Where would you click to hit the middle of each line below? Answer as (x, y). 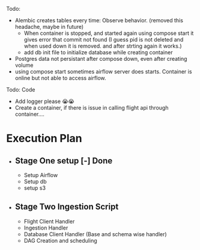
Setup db (35, 181)
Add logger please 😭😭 (45, 101)
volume (24, 65)
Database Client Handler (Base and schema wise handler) (95, 234)
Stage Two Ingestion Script (67, 207)
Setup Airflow (41, 175)
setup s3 (35, 188)
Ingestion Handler (46, 228)
